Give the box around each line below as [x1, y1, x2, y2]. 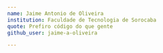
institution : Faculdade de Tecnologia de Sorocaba [7, 17, 157, 23]
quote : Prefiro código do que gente [7, 23, 113, 30]
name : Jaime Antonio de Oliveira [7, 10, 104, 17]
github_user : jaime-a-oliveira [7, 29, 98, 36]
